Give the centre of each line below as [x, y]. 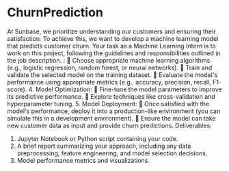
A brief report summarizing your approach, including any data [104, 146]
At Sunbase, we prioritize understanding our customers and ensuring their [111, 31]
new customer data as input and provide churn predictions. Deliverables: [109, 125]
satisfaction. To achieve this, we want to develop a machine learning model [113, 38]
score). [17, 89]
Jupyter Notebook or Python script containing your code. [97, 138]
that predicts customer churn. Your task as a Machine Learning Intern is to [112, 46]
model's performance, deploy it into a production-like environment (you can [114, 111]
